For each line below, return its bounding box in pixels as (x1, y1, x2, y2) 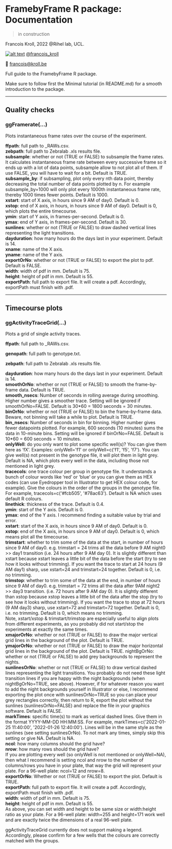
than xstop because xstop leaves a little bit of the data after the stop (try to (5, 594, 163, 600)
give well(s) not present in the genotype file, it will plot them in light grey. (5, 452, 159, 459)
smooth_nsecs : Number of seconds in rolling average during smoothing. (5, 392, 159, 399)
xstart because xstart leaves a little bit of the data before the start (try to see (5, 555, 166, 562)
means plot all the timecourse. (5, 534, 69, 540)
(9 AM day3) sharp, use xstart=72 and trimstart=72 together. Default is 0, (5, 605, 160, 611)
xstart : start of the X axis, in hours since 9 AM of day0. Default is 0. (5, 523, 148, 529)
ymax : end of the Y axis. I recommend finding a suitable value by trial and (5, 512, 161, 518)
